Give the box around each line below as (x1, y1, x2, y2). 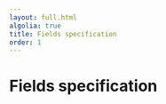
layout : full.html (9, 12, 77, 22)
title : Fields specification (9, 29, 117, 38)
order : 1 (9, 37, 42, 47)
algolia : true (9, 21, 62, 30)
